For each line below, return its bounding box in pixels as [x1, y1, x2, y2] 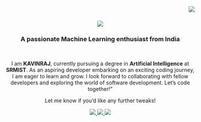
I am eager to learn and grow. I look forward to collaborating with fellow [12, 73, 188, 80]
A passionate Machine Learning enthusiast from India [20, 35, 181, 44]
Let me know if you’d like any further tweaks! [44, 97, 156, 104]
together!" [87, 86, 113, 93]
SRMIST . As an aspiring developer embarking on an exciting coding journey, [5, 66, 195, 74]
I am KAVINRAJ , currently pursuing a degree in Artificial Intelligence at [11, 60, 190, 68]
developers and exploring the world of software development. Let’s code [10, 79, 190, 86]
